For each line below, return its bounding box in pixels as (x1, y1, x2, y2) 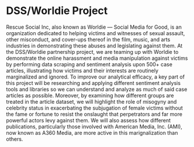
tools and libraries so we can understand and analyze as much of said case (6, 86, 188, 93)
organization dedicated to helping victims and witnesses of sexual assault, (6, 29, 185, 36)
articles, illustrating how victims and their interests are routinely (6, 67, 159, 74)
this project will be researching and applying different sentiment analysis (6, 79, 181, 86)
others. (6, 135, 23, 142)
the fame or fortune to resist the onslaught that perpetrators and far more (6, 110, 183, 118)
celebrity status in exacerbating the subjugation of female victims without (6, 104, 183, 111)
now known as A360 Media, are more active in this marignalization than (6, 129, 178, 136)
